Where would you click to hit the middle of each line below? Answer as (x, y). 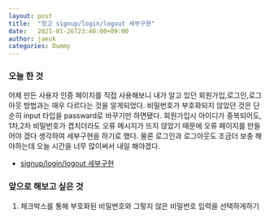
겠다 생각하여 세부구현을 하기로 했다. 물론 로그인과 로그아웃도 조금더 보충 (138, 136)
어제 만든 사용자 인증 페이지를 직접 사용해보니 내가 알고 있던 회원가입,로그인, (129, 95)
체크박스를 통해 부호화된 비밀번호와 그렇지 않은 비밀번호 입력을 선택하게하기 (140, 206)
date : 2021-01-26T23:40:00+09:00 (69, 31)
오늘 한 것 (26, 76)
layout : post (30, 16)
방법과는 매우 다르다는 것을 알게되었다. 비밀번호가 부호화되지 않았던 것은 (137, 106)
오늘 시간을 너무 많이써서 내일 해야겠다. (98, 146)
